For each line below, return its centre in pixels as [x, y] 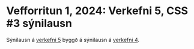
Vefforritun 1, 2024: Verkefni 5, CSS [97, 11]
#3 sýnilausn [39, 23]
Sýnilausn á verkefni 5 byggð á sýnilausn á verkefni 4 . [73, 40]
